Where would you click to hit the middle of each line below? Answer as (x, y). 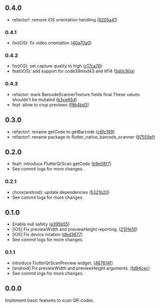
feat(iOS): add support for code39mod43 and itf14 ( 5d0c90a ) (73, 71)
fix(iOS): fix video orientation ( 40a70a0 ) (52, 43)
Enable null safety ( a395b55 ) (41, 224)
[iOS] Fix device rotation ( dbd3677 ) (47, 235)
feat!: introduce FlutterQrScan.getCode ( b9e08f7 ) (62, 164)
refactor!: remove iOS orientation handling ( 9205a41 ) (65, 19)
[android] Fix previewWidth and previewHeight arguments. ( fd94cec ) (81, 268)
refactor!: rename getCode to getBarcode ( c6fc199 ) (63, 132)
